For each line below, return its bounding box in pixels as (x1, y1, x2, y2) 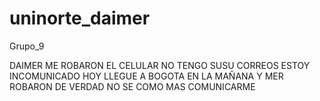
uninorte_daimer (9, 7, 151, 30)
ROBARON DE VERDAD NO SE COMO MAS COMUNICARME (9, 80, 256, 92)
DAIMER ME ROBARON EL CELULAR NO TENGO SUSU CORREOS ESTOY (9, 59, 311, 71)
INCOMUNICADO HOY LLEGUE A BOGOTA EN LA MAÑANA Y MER (9, 70, 284, 82)
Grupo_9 (9, 40, 45, 52)
